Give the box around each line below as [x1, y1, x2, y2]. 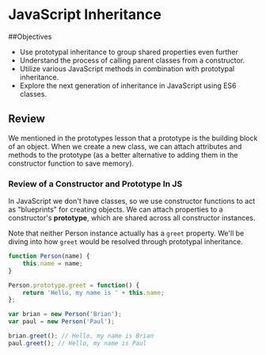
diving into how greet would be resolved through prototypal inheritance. [8, 237, 243, 246]
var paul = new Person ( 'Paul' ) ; [8, 318, 115, 326]
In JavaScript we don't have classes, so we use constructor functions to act [8, 197, 256, 206]
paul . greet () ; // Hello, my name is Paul [8, 339, 147, 347]
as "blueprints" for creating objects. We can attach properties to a [8, 204, 223, 215]
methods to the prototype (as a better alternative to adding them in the [8, 150, 238, 159]
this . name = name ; [22, 259, 83, 267]
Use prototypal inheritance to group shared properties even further [19, 47, 239, 56]
